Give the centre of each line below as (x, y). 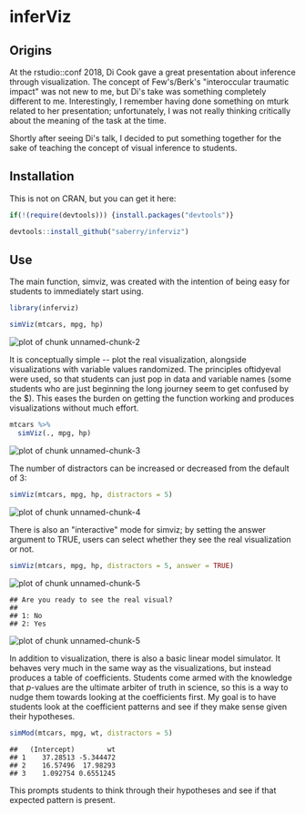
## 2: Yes (28, 624)
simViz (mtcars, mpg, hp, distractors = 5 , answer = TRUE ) (122, 565)
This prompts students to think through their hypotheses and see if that (143, 790)
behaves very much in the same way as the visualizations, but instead (140, 667)
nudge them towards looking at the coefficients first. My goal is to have (143, 697)
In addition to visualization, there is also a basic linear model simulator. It (145, 658)
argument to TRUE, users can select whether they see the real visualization (150, 539)
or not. (22, 549)
